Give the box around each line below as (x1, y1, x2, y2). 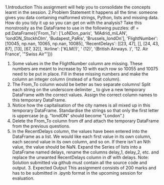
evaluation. (12, 175, 35, 181)
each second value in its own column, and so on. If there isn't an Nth (12, 139, 151, 144)
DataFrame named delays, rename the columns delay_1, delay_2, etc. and (12, 149, 159, 155)
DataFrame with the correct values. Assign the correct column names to (12, 92, 158, 98)
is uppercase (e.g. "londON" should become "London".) (12, 113, 125, 118)
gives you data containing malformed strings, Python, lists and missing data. (5, 15, 159, 20)
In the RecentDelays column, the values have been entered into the (12, 129, 148, 134)
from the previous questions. (12, 123, 70, 129)
